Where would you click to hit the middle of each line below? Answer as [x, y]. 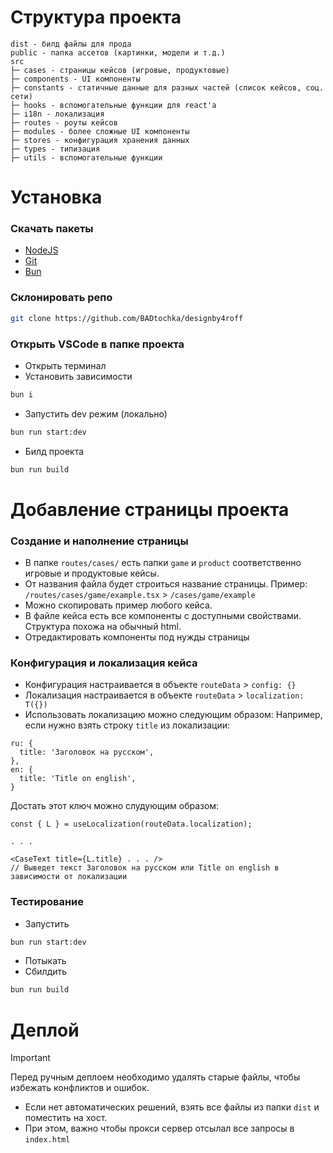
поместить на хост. [66, 1118]
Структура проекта [96, 17]
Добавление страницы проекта [150, 509]
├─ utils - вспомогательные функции [86, 157]
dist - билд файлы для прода [71, 44]
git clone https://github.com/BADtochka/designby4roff [127, 318]
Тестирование [47, 902]
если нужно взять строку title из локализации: [127, 725]
